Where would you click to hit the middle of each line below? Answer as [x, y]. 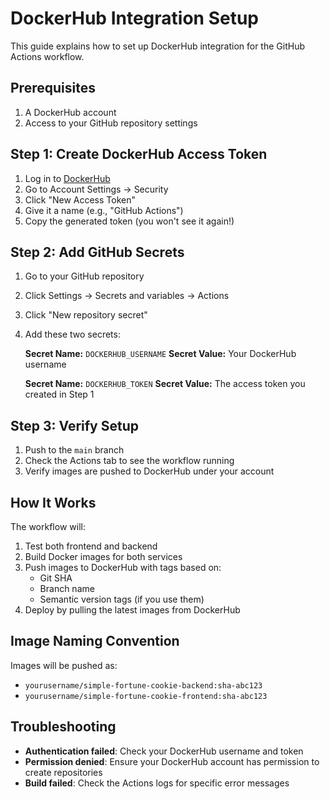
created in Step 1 [59, 394]
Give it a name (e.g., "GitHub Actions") [104, 210]
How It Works [53, 502]
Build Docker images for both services [103, 556]
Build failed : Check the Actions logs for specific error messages [157, 783]
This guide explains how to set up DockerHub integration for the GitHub [157, 46]
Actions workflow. [47, 56]
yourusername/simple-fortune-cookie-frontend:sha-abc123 [146, 696]
